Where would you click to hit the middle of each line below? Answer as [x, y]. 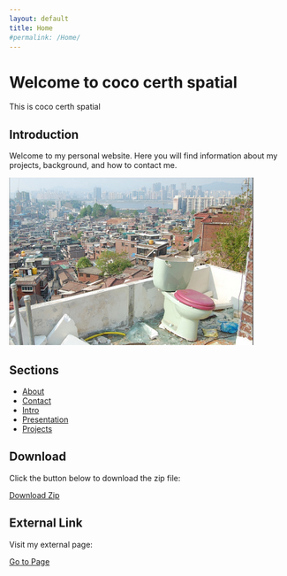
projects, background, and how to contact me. [93, 165]
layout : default [39, 19]
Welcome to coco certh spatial [124, 82]
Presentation [45, 419]
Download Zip [34, 495]
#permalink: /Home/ [45, 37]
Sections [34, 370]
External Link [46, 523]
